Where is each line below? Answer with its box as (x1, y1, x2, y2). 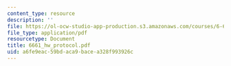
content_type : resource (7, 10, 76, 17)
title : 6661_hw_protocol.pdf (7, 42, 91, 49)
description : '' (7, 16, 54, 23)
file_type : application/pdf (7, 29, 88, 36)
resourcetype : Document (7, 36, 76, 43)
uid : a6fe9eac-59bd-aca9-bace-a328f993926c (7, 49, 134, 56)
